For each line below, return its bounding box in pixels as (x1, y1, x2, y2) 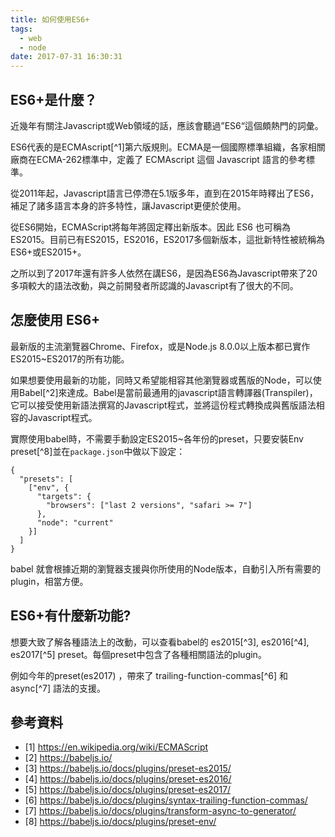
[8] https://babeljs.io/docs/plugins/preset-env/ (24, 816, 217, 828)
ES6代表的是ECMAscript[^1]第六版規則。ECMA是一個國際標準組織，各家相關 (10, 141, 326, 153)
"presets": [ (19, 474, 74, 484)
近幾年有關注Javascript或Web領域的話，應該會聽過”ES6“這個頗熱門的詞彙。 (10, 119, 324, 131)
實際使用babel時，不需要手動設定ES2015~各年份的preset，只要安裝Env (10, 432, 304, 445)
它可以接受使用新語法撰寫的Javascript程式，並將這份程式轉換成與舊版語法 (10, 399, 317, 411)
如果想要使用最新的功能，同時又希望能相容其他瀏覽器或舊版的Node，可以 (10, 374, 313, 386)
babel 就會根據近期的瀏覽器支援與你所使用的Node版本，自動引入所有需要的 (10, 562, 322, 575)
